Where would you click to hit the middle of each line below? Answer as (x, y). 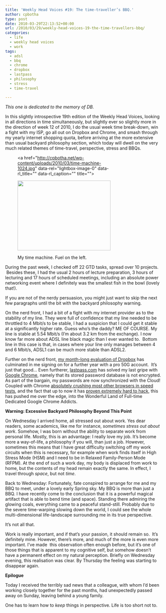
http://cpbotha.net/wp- (60, 157)
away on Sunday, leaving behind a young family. (55, 595)
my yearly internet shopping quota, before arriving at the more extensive (79, 138)
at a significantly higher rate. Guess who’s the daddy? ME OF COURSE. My (81, 328)
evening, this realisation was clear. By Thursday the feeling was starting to (81, 560)
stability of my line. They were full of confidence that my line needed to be (81, 318)
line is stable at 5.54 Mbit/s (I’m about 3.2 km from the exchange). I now (79, 334)
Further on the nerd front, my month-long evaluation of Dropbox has (75, 359)
